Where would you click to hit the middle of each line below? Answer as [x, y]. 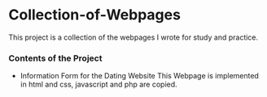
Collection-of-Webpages [95, 15]
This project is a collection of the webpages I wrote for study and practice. [133, 37]
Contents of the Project [55, 58]
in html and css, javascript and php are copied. [98, 84]
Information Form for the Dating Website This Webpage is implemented [139, 76]
